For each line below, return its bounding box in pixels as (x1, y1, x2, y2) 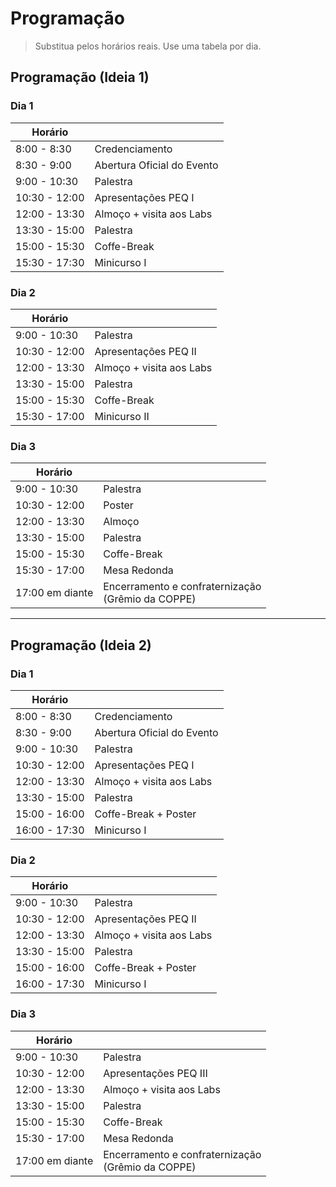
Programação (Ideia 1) (10, 69, 150, 86)
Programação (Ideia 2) (10, 637, 152, 654)
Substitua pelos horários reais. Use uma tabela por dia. (34, 40, 262, 52)
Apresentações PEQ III (103, 1066, 208, 1080)
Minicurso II (94, 409, 150, 423)
